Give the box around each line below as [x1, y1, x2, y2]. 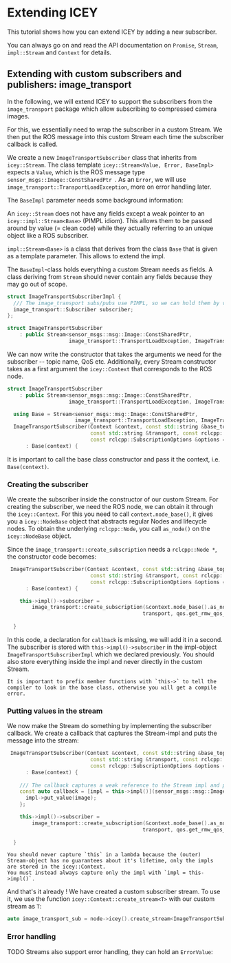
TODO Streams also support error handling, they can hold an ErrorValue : [7, 947, 213, 955]
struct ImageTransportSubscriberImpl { [7, 293, 122, 300]
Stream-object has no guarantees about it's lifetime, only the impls [7, 858, 214, 864]
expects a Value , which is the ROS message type [7, 167, 146, 176]
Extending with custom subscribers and [7, 68, 182, 80]
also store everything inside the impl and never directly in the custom [7, 657, 203, 665]
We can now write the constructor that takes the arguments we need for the [7, 350, 222, 358]
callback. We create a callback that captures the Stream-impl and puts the [7, 729, 218, 738]
